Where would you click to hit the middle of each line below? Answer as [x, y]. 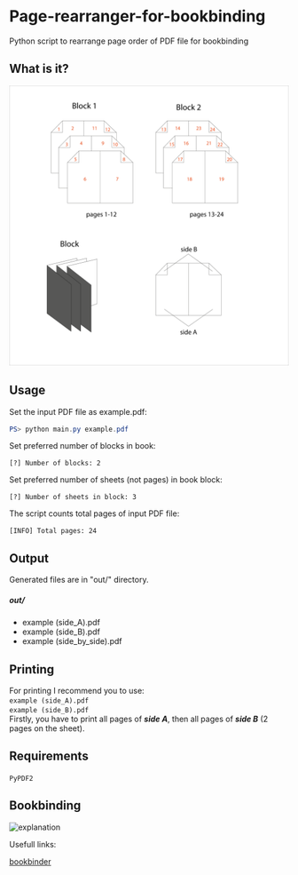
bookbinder [30, 861]
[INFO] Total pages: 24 [53, 531]
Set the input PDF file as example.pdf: [78, 411]
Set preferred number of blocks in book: [82, 446]
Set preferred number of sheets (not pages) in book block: [116, 480]
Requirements [49, 756]
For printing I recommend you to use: [77, 691]
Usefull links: [33, 844]
